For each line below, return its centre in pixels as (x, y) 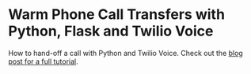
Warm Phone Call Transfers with (117, 15)
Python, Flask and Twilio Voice (111, 31)
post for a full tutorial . (44, 61)
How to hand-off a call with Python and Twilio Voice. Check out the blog (125, 53)
